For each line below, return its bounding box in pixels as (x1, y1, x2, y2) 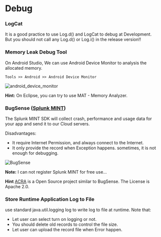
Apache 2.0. (5, 184, 30, 190)
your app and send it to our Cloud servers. (5, 121, 90, 127)
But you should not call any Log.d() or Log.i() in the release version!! (5, 37, 142, 42)
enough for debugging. (12, 150, 59, 156)
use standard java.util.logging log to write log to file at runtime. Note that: (5, 207, 151, 213)
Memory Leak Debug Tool (5, 49, 67, 56)
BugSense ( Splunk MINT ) (5, 104, 66, 111)
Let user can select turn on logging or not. (12, 217, 97, 222)
